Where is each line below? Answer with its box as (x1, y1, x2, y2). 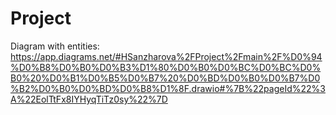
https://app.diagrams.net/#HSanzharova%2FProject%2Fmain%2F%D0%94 (10, 50, 323, 62)
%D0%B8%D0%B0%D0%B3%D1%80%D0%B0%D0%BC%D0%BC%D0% (10, 61, 322, 73)
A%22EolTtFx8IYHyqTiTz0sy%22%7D (10, 93, 168, 105)
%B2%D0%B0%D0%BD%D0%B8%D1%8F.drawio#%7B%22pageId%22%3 (10, 82, 326, 94)
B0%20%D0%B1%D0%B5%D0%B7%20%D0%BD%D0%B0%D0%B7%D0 (10, 72, 321, 84)
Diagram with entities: (10, 40, 100, 52)
